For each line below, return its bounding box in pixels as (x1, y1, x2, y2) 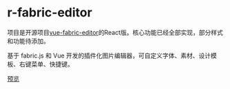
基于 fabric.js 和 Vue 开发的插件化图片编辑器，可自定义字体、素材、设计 (7, 51, 211, 60)
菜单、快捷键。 (30, 60, 74, 68)
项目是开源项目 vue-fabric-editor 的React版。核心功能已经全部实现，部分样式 (7, 28, 224, 36)
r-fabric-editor (7, 5, 93, 21)
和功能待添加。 (7, 36, 50, 45)
